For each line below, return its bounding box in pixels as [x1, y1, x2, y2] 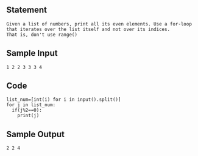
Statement [6, 5, 48, 15]
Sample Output [6, 129, 65, 139]
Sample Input [6, 48, 58, 58]
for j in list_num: [6, 102, 56, 108]
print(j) [17, 112, 40, 119]
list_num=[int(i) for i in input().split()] [6, 97, 121, 103]
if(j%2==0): [12, 107, 43, 114]
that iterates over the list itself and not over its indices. [6, 26, 171, 32]
